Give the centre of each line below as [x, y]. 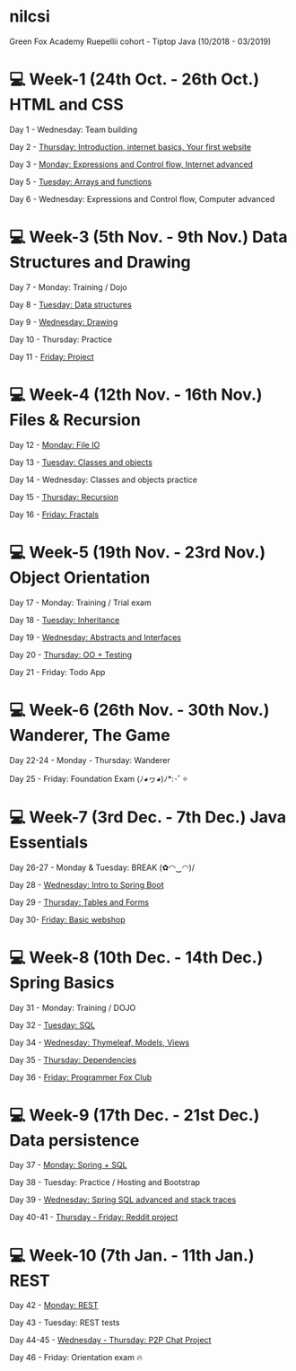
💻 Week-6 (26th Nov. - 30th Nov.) [139, 710]
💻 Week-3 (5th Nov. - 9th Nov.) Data [149, 237]
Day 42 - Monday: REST [54, 1305]
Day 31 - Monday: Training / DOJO [73, 1007]
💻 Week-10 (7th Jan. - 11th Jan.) [132, 1255]
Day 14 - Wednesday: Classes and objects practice [103, 479]
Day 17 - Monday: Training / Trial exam [80, 602]
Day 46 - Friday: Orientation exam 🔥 [76, 1358]
